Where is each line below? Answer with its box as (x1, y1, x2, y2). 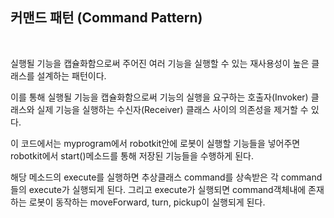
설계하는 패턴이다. (36, 69, 107, 82)
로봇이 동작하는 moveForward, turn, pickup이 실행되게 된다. (28, 196, 266, 208)
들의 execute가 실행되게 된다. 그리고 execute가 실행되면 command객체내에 (10, 183, 307, 195)
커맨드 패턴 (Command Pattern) (10, 9, 203, 27)
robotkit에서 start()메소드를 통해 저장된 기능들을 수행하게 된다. (10, 149, 254, 162)
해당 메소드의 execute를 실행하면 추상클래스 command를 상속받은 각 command (10, 171, 323, 183)
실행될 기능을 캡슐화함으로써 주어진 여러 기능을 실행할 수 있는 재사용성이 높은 (10, 57, 310, 69)
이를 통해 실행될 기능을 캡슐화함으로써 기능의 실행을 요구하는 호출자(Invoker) (10, 91, 309, 103)
